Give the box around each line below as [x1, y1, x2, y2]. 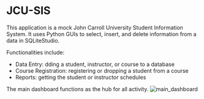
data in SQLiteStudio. [6, 37, 60, 44]
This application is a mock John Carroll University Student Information [6, 24, 184, 31]
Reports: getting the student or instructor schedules [15, 73, 146, 81]
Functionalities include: [6, 48, 65, 56]
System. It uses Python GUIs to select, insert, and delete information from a [6, 30, 197, 37]
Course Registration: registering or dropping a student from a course [15, 67, 189, 74]
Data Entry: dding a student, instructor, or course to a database [15, 61, 175, 68]
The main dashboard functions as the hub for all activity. [6, 85, 149, 92]
